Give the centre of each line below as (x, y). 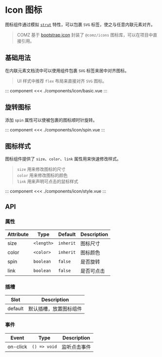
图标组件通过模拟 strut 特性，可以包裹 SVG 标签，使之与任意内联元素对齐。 (80, 24)
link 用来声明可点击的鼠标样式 (48, 182)
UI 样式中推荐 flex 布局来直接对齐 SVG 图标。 (62, 81)
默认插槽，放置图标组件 (55, 309)
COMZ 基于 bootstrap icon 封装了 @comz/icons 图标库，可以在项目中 (85, 35)
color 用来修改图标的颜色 (42, 175)
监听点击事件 (76, 347)
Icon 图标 (24, 10)
